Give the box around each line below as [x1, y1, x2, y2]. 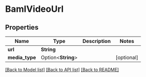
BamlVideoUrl [5, 3, 64, 15]
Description [82, 38, 111, 44]
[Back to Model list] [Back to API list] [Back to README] [5, 67, 119, 73]
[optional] [115, 54, 139, 61]
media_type [7, 54, 36, 61]
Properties [5, 23, 39, 32]
